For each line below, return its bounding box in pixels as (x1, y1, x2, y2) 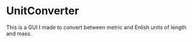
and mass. (6, 30, 32, 37)
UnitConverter (6, 4, 79, 18)
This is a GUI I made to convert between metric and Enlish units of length (6, 24, 187, 31)
